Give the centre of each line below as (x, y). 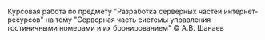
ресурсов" (26, 20)
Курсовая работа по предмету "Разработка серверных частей (115, 11)
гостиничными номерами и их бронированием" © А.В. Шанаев (116, 28)
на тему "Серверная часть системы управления (128, 20)
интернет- (241, 11)
